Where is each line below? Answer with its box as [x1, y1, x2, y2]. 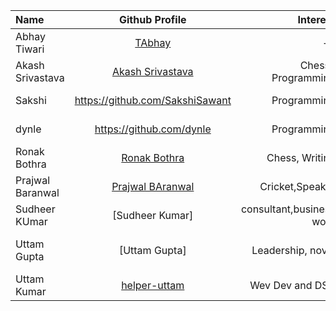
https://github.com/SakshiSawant [74, 94, 232, 107]
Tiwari [15, 42, 45, 56]
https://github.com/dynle [94, 122, 212, 136]
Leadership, [251, 244, 308, 257]
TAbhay [134, 36, 172, 49]
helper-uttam [121, 279, 185, 292]
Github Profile [118, 13, 187, 26]
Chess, [266, 151, 300, 164]
